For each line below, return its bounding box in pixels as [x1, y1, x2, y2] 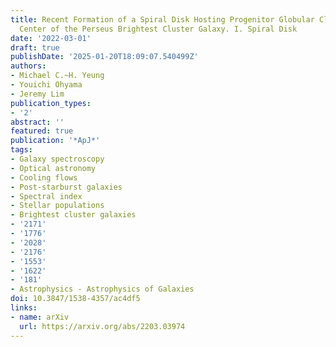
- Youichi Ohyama [10, 80, 83, 90]
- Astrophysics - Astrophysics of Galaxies [10, 284, 195, 295]
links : [10, 303, 38, 313]
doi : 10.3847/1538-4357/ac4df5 [10, 294, 141, 304]
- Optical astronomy [10, 163, 97, 173]
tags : [10, 145, 33, 155]
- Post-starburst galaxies [10, 182, 123, 192]
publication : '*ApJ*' [10, 136, 101, 146]
